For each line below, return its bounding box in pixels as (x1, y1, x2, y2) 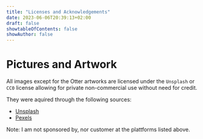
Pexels (15, 114, 32, 121)
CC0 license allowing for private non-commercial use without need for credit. (6, 84, 198, 92)
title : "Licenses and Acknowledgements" (6, 8, 111, 15)
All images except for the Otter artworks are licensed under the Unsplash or (6, 78, 195, 85)
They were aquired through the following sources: (6, 96, 132, 103)
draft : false (6, 20, 40, 26)
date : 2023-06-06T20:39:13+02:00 (6, 15, 91, 21)
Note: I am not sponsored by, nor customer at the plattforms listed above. (6, 126, 190, 134)
